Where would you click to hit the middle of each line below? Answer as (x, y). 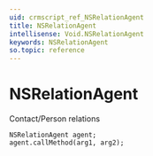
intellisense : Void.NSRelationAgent (76, 34)
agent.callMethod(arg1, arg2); (67, 143)
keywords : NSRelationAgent (59, 42)
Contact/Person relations (54, 119)
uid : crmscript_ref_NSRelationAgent (76, 17)
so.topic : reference (47, 51)
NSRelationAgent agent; (53, 135)
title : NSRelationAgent (53, 26)
